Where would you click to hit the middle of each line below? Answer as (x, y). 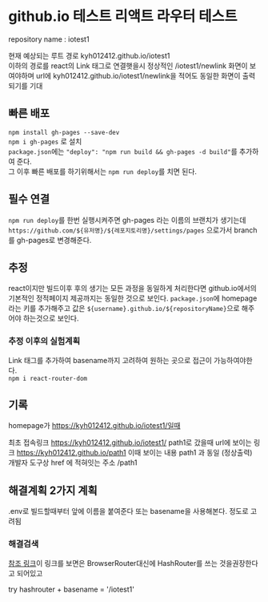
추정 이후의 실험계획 (44, 341)
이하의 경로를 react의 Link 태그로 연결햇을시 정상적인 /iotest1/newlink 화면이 (128, 66)
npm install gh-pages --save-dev (64, 132)
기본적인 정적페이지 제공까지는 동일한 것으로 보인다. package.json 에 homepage (133, 298)
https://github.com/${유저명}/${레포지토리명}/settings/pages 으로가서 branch (133, 230)
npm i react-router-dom (48, 378)
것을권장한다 (239, 563)
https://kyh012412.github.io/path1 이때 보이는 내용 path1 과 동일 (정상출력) (134, 453)
